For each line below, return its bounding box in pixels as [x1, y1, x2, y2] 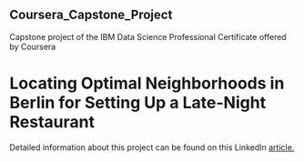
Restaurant [9, 112, 96, 132]
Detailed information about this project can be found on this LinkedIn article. [9, 141, 295, 153]
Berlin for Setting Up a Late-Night [9, 93, 267, 113]
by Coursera [9, 41, 56, 52]
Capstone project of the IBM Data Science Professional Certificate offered [9, 31, 287, 42]
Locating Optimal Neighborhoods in [9, 73, 285, 94]
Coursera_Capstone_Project [9, 7, 173, 23]
